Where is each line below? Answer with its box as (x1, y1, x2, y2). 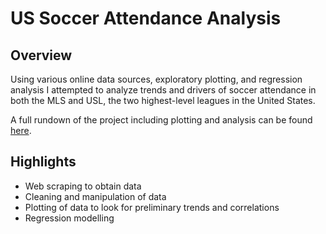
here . (10, 125, 32, 136)
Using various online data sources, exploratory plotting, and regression (10, 73, 303, 85)
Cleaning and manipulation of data (24, 190, 167, 202)
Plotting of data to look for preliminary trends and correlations (24, 201, 280, 213)
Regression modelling (24, 212, 115, 224)
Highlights (10, 153, 77, 171)
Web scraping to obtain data (24, 180, 142, 192)
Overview (10, 47, 73, 64)
